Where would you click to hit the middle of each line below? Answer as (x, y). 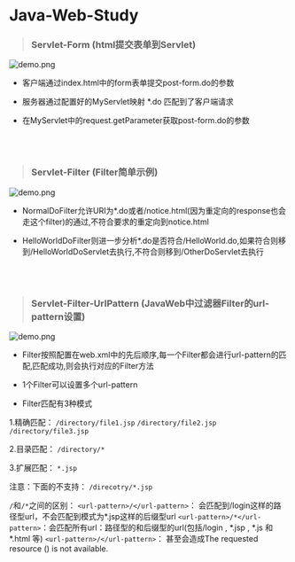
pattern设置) (58, 316)
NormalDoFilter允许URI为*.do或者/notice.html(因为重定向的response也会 (154, 210)
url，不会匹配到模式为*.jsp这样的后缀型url (100, 517)
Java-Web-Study (74, 16)
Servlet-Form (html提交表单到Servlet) (113, 45)
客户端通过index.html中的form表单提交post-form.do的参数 (128, 83)
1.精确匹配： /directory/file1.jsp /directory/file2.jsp (113, 423)
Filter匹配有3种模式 (57, 403)
